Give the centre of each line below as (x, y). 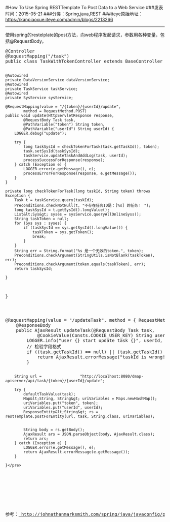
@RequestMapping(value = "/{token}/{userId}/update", (63, 107)
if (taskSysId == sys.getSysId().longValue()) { (76, 228)
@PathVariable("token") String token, (64, 125)
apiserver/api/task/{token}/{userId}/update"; (55, 381)
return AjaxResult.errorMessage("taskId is (92, 357)
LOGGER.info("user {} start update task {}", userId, (95, 340)
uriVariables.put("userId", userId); (63, 408)
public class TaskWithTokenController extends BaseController (84, 61)
